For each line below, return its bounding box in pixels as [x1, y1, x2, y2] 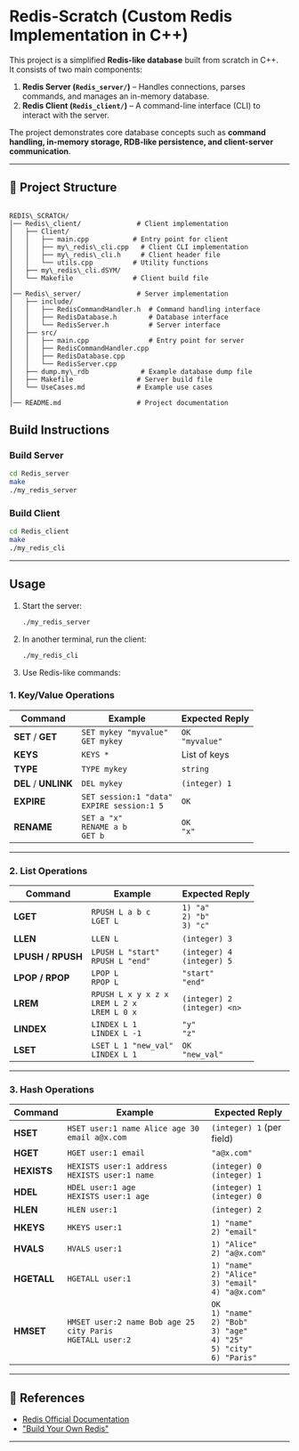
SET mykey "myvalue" [81, 727, 169, 737]
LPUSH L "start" [91, 947, 160, 958]
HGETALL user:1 [67, 1274, 132, 1284]
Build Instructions [9, 423, 110, 438]
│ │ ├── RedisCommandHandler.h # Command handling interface [9, 304, 261, 313]
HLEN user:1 [67, 1204, 118, 1215]
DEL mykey [81, 778, 123, 789]
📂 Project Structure [9, 180, 117, 195]
